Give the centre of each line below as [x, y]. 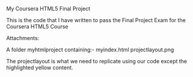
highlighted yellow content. [40, 67]
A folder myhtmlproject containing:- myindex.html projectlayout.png [90, 50]
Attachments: [23, 38]
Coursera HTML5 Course [37, 27]
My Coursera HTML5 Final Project [48, 9]
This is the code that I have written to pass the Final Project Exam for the [96, 20]
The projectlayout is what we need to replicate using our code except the [97, 61]
